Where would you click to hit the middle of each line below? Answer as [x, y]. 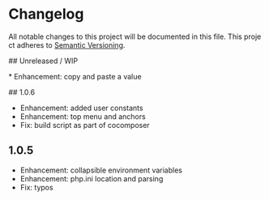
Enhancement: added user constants [81, 108]
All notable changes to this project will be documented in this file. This [126, 36]
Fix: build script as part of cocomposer [85, 125]
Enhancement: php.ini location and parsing [92, 178]
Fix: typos [37, 187]
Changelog [46, 14]
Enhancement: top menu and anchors [83, 116]
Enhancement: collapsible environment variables [101, 170]
